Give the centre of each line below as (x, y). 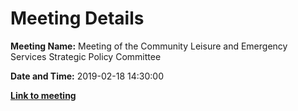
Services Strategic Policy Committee (86, 56)
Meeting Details (77, 18)
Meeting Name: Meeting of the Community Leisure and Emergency (149, 46)
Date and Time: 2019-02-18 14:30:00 (87, 76)
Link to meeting (43, 95)
